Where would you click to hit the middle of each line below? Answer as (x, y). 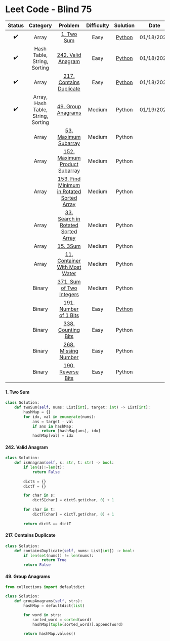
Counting (69, 330)
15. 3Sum (69, 246)
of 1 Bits (69, 315)
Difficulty (98, 25)
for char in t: (39, 510)
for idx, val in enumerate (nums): (60, 417)
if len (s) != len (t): (44, 468)
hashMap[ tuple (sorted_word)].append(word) (78, 624)
